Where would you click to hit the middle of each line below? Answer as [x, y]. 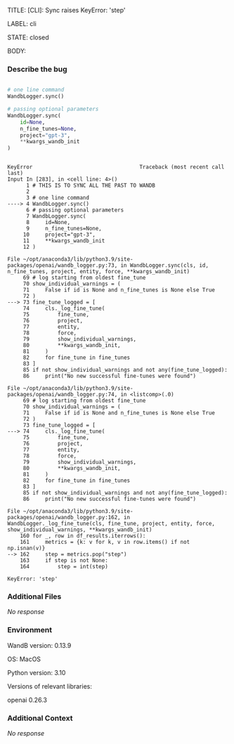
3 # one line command [58, 198]
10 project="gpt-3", [59, 235]
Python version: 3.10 [37, 672]
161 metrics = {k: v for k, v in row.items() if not [105, 542]
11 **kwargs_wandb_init [64, 241]
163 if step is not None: [64, 561]
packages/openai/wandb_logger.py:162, [64, 518]
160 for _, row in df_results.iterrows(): [83, 536]
